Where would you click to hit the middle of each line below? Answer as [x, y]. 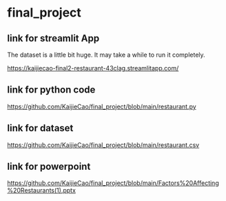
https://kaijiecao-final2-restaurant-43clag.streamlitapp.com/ [93, 68]
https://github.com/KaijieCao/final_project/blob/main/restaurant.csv [103, 145]
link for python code [51, 90]
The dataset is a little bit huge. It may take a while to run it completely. [106, 55]
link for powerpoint [49, 167]
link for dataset [40, 128]
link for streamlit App [53, 38]
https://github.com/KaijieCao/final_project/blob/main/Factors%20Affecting [113, 183]
